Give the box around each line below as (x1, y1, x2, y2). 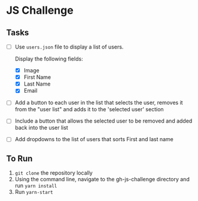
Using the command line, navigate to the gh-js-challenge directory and (14, 176, 190, 183)
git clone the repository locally (14, 169, 93, 176)
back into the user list (14, 124, 69, 132)
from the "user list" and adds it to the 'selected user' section (14, 106, 164, 113)
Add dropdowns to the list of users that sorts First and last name (14, 136, 173, 143)
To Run (6, 153, 33, 163)
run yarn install (14, 182, 57, 189)
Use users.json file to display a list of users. (14, 43, 124, 50)
